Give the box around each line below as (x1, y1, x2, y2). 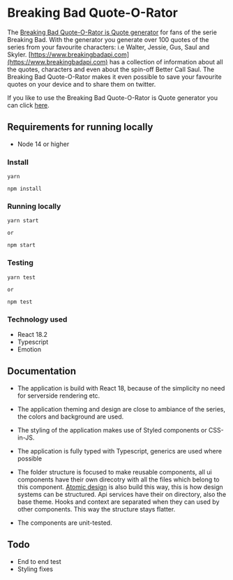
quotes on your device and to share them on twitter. (7, 80, 156, 88)
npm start (7, 242, 36, 249)
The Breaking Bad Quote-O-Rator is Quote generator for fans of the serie (7, 28, 218, 36)
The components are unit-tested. (17, 519, 113, 527)
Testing (7, 258, 33, 268)
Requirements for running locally (7, 121, 153, 133)
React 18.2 (17, 330, 47, 338)
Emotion (17, 345, 42, 354)
